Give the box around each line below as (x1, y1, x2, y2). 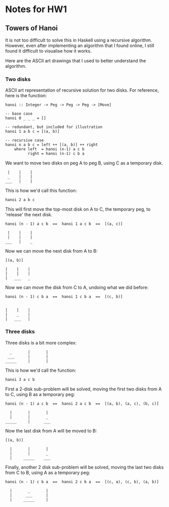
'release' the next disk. (5, 212, 53, 218)
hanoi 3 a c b (5, 377, 35, 382)
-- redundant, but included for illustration (5, 125, 102, 130)
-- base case (5, 111, 33, 116)
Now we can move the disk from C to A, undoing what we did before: (5, 285, 149, 291)
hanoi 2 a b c (5, 198, 35, 203)
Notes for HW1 (5, 4, 67, 15)
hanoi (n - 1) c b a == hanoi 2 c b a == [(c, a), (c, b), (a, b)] (5, 479, 159, 484)
